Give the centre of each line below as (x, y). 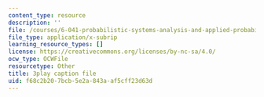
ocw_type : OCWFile (38, 59)
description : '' (35, 23)
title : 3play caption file (52, 74)
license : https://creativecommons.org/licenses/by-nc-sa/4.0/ (112, 52)
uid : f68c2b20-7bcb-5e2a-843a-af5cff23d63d (81, 81)
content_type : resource (47, 15)
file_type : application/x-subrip (63, 37)
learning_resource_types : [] (56, 45)
